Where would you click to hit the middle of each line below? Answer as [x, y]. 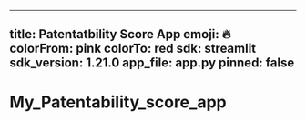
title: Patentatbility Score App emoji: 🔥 [120, 34]
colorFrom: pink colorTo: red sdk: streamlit [133, 49]
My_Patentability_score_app [118, 102]
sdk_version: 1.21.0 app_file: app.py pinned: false [152, 63]
